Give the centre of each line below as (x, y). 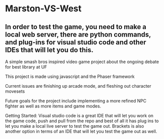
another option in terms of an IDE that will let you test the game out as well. (81, 131)
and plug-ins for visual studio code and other (76, 42)
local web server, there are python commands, (78, 34)
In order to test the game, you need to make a (76, 27)
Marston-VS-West (43, 9)
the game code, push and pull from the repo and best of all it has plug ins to (82, 121)
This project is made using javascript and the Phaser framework (70, 76)
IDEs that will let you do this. (49, 50)
